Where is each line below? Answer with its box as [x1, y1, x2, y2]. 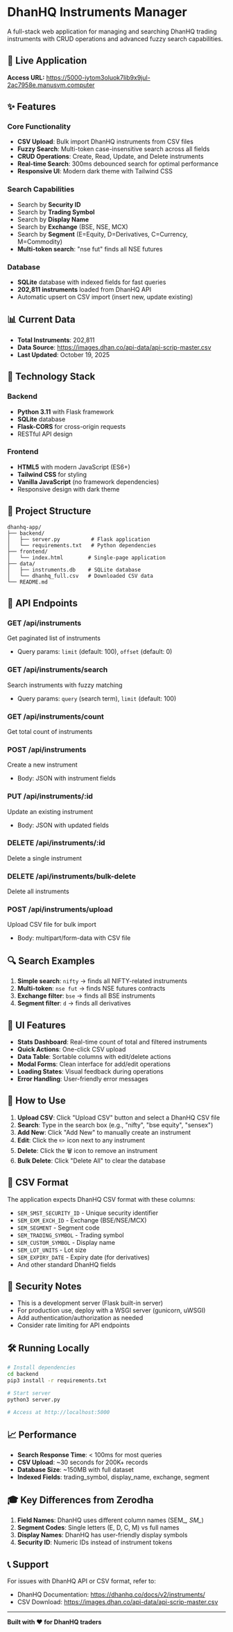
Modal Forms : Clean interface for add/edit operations [17, 1060, 171, 1069]
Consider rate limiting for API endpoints [17, 1321, 130, 1330]
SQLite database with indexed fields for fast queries [17, 278, 166, 286]
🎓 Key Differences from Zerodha [7, 1494, 154, 1506]
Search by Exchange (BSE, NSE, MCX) [17, 222, 128, 230]
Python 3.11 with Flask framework [17, 407, 114, 416]
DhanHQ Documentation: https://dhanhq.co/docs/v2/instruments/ [17, 1590, 206, 1599]
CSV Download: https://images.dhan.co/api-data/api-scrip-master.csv [17, 1597, 218, 1606]
